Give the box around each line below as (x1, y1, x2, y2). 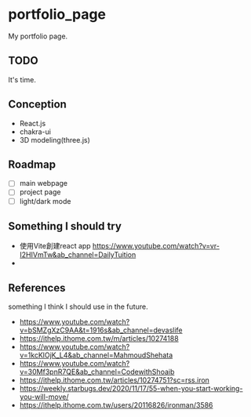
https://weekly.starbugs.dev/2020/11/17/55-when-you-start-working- (19, 384, 243, 393)
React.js (19, 118, 46, 128)
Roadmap (8, 158, 56, 171)
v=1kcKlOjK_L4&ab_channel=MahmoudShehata (19, 350, 173, 360)
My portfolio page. (8, 31, 68, 41)
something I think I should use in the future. (8, 302, 148, 311)
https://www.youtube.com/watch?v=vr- (93, 241, 220, 251)
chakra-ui (19, 127, 51, 136)
